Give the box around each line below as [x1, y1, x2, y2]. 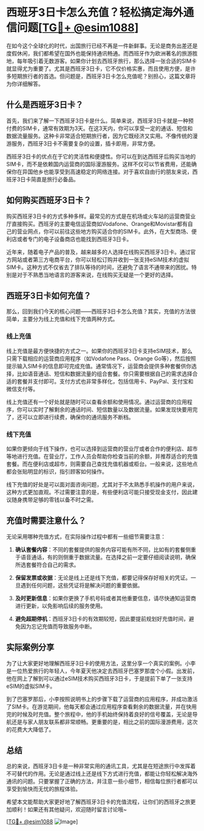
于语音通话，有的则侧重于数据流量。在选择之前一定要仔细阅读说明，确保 [15, 553, 196, 561]
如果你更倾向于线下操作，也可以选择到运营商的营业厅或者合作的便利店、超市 [6, 445, 198, 452]
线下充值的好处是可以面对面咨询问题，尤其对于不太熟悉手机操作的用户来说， [6, 480, 198, 488]
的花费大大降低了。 [6, 726, 55, 733]
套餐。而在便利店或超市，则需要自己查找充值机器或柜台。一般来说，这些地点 [6, 460, 198, 468]
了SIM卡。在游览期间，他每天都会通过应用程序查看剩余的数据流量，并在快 [6, 703, 192, 710]
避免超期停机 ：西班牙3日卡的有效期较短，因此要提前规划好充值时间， [15, 615, 189, 622]
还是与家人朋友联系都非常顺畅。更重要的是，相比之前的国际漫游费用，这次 [11, 718, 198, 725]
